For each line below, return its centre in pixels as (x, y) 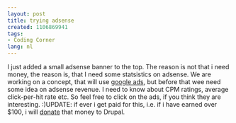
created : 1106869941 (38, 27)
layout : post (27, 14)
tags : (15, 34)
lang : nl (20, 47)
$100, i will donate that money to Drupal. (66, 112)
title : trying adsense (41, 20)
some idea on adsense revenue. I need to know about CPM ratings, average (118, 89)
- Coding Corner (31, 40)
